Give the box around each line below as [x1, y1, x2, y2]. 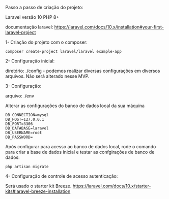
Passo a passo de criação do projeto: [5, 5, 83, 10]
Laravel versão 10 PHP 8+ [5, 14, 60, 20]
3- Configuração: [5, 83, 42, 89]
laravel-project [5, 29, 36, 35]
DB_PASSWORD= [5, 135, 33, 140]
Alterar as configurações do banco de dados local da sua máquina [5, 103, 145, 109]
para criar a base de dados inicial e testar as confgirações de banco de [5, 149, 155, 155]
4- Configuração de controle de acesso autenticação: [5, 173, 118, 179]
